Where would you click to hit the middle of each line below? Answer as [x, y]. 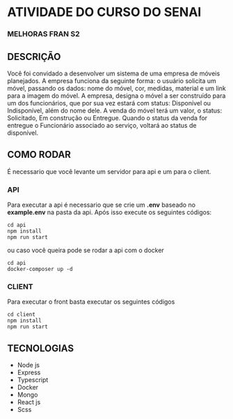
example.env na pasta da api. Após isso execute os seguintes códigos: [110, 212]
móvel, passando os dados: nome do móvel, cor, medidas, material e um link [116, 88]
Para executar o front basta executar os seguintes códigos [91, 302]
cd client [22, 315]
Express [29, 373]
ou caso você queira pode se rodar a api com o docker [86, 250]
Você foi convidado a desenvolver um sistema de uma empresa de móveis [114, 73]
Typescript [33, 380]
